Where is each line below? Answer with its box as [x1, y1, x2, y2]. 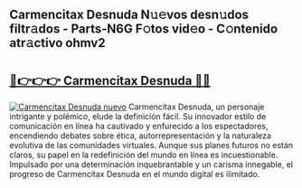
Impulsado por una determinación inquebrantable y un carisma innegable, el [9, 159, 294, 170]
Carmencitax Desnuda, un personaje [127, 101, 265, 112]
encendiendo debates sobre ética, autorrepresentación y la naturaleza [9, 130, 271, 141]
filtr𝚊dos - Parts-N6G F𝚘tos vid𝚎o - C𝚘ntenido [9, 22, 278, 37]
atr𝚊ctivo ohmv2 [9, 35, 106, 51]
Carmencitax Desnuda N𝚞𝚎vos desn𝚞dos [9, 7, 250, 23]
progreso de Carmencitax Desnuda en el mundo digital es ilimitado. [9, 169, 260, 179]
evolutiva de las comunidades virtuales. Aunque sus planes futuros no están [9, 140, 294, 150]
